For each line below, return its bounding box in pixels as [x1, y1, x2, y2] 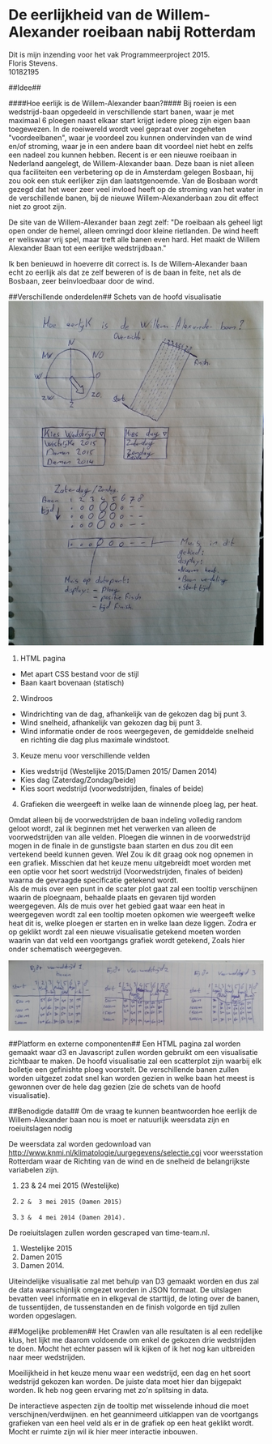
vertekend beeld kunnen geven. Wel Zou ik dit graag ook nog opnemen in [8, 849, 253, 859]
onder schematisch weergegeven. [8, 944, 122, 954]
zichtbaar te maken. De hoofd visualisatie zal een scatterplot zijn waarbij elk [8, 1056, 261, 1066]
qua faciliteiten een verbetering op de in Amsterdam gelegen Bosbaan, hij [8, 167, 253, 177]
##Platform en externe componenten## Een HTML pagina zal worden [8, 1039, 241, 1049]
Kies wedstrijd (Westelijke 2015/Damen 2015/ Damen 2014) [19, 766, 218, 775]
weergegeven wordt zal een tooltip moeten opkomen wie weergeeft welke [8, 909, 256, 919]
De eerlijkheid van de [8, 6, 153, 24]
